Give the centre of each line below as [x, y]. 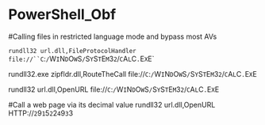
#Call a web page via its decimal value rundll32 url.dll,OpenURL [112, 104]
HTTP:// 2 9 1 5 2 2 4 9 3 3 [41, 113]
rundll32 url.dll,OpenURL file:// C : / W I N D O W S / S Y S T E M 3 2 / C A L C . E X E [114, 89]
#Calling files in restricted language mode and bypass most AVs [113, 36]
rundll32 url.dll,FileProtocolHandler [72, 51]
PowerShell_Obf [62, 15]
